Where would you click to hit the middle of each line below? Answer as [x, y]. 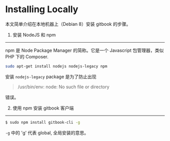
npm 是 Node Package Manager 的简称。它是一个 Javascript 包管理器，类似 [84, 50]
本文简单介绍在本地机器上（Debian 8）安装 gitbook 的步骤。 [68, 24]
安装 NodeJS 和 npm [34, 34]
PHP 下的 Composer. [27, 56]
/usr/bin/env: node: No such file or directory [63, 87]
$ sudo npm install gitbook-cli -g [43, 122]
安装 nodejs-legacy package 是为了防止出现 [51, 77]
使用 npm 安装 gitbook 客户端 [43, 108]
